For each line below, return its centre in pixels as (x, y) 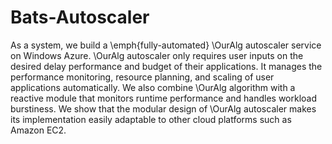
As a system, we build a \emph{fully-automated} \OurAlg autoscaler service (166, 45)
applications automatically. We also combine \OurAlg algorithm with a (153, 87)
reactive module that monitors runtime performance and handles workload (164, 98)
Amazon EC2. (38, 130)
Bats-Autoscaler (80, 17)
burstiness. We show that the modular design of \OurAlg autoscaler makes (163, 108)
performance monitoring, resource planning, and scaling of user (142, 77)
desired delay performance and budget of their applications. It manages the (166, 66)
